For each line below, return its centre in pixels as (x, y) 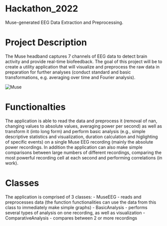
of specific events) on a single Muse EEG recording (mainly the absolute (79, 142)
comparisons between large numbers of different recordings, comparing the (83, 152)
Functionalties (35, 107)
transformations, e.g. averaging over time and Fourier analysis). (70, 77)
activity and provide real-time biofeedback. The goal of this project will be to (84, 61)
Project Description (46, 42)
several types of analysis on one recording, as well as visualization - (75, 213)
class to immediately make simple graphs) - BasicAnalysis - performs (77, 207)
